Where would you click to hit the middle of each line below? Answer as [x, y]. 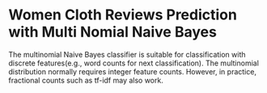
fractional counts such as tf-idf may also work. [86, 80]
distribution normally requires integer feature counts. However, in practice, [133, 71]
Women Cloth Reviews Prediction [123, 15]
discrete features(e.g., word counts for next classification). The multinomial [133, 63]
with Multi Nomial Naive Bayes [112, 32]
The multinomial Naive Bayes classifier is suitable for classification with [127, 54]
